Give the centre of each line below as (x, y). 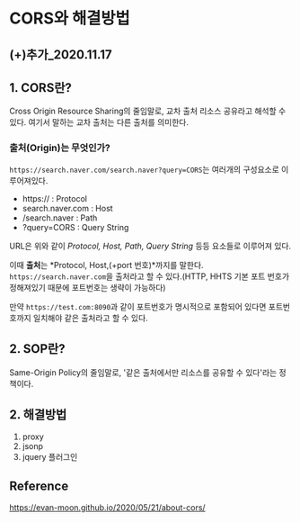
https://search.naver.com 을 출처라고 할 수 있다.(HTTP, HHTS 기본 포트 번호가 (150, 276)
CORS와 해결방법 (70, 18)
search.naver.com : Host (68, 208)
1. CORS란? (40, 88)
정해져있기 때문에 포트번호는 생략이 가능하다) (88, 287)
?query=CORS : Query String (75, 227)
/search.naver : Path (60, 218)
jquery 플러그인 (50, 457)
